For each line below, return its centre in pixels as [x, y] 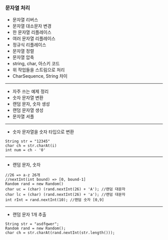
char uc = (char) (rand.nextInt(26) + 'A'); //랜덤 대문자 [65, 189]
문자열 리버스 [25, 20]
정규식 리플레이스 [29, 45]
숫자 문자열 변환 [28, 98]
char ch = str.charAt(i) [31, 146]
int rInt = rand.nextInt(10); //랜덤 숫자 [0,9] [54, 200]
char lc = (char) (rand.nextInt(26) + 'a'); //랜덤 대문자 [65, 195]
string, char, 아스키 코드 [36, 64]
